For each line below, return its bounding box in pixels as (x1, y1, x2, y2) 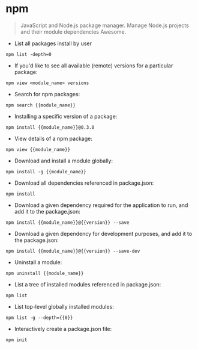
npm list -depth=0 (5, 51, 52, 57)
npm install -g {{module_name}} (5, 168, 86, 174)
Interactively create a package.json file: (14, 325, 112, 332)
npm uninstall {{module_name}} (5, 270, 84, 276)
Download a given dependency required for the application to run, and (14, 201, 188, 209)
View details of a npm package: (14, 135, 92, 142)
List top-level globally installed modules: (14, 303, 115, 310)
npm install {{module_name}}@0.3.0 (5, 124, 95, 131)
